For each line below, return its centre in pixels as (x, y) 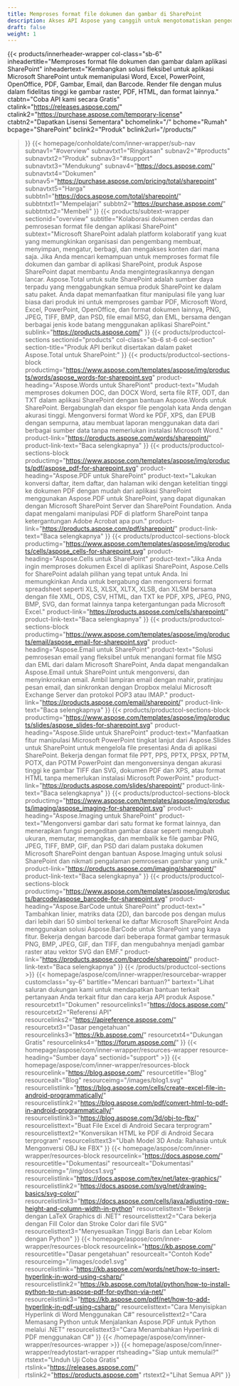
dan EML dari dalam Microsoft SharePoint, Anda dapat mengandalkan (127, 665)
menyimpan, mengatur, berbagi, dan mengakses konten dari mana (122, 249)
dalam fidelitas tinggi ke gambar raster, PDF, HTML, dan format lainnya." (113, 92)
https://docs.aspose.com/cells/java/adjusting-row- (155, 1201)
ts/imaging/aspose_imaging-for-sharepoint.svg (94, 809)
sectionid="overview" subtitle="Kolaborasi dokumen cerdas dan (119, 219)
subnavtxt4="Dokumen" (60, 174)
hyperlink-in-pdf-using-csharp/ (71, 1307)
